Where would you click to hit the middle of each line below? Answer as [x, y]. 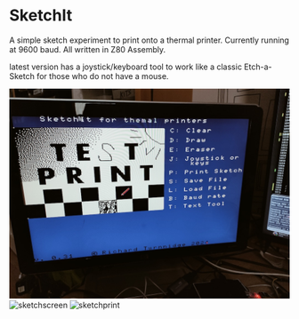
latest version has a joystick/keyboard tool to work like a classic [126, 67]
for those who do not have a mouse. [103, 76]
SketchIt [41, 16]
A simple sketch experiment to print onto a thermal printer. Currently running [149, 40]
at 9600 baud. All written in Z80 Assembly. [88, 49]
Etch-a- [258, 67]
